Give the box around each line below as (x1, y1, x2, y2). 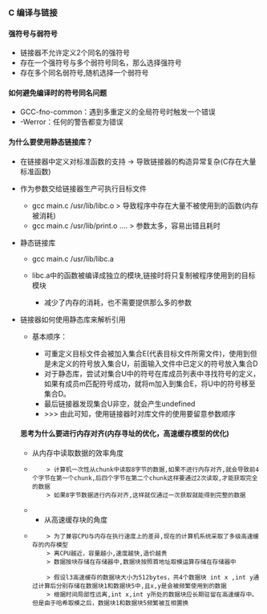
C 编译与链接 (8, 6, 58, 18)
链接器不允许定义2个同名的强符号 (19, 48, 131, 58)
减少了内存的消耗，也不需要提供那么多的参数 (43, 297, 192, 307)
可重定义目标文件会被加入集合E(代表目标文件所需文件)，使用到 (43, 348, 251, 358)
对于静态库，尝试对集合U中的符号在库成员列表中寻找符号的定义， (43, 368, 261, 378)
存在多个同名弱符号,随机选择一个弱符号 (19, 68, 149, 78)
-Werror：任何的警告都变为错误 (19, 117, 123, 127)
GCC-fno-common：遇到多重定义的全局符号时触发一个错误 (19, 107, 216, 117)
